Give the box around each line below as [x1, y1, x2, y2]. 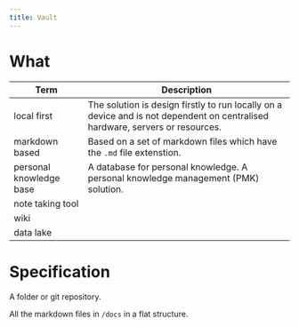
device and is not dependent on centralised [87, 109, 270, 122]
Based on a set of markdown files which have [87, 135, 278, 148]
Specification [9, 261, 111, 282]
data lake [13, 226, 52, 238]
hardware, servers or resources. [87, 121, 222, 133]
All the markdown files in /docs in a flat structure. [9, 308, 189, 319]
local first [13, 109, 53, 122]
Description [161, 84, 212, 96]
